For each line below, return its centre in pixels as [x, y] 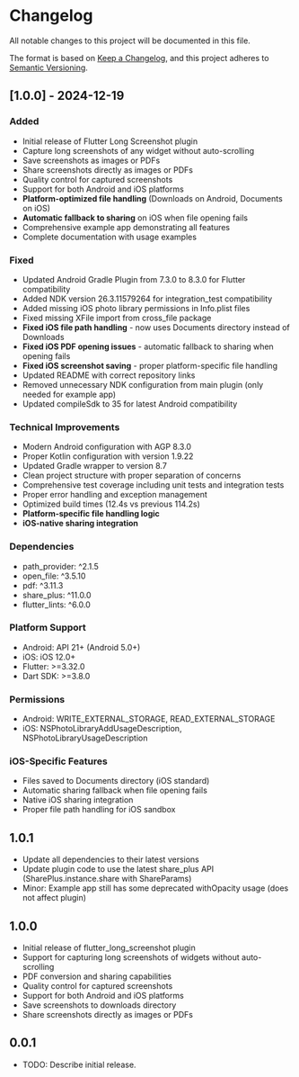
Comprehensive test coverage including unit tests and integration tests [153, 485]
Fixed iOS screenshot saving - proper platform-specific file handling [150, 365]
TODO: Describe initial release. [79, 1064]
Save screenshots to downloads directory [99, 1005]
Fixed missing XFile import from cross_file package [117, 318]
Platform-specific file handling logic [91, 514]
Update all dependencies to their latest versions [110, 859]
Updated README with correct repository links [109, 375]
